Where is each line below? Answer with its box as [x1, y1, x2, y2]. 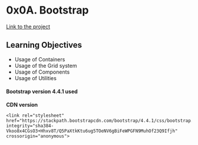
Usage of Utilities [14, 74, 57, 81]
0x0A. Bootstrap [6, 4, 89, 17]
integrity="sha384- [6, 123, 54, 128]
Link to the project [6, 23, 51, 30]
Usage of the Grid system [14, 62, 77, 69]
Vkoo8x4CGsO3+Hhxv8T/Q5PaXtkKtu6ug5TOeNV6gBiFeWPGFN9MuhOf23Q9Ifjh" [6, 128, 178, 134]
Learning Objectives [6, 40, 82, 50]
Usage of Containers [14, 55, 65, 62]
